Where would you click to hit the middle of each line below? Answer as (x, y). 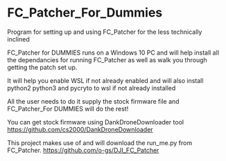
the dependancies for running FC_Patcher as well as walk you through (107, 59)
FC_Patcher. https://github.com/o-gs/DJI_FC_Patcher (83, 150)
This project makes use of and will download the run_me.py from (100, 142)
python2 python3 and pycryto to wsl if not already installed (92, 88)
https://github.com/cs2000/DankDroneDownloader (80, 129)
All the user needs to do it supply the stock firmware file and (93, 101)
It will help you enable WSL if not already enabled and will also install (105, 80)
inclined (18, 39)
